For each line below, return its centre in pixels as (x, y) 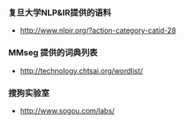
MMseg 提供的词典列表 (53, 53)
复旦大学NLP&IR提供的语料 (60, 12)
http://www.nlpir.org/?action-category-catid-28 (98, 30)
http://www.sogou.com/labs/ (67, 110)
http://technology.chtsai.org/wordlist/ (81, 70)
